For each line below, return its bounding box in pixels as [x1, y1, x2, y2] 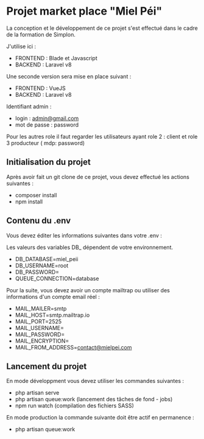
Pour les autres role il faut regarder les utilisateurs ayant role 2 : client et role [6, 133, 198, 140]
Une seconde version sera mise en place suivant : [6, 72, 132, 80]
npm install [15, 198, 43, 205]
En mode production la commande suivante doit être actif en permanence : [6, 414, 195, 421]
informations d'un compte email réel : [6, 293, 100, 300]
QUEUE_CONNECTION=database [15, 275, 99, 282]
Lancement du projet [6, 361, 87, 371]
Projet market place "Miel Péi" [6, 4, 163, 18]
